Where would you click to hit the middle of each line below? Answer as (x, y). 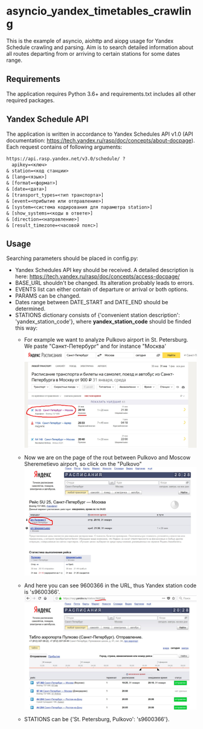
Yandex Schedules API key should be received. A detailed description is (105, 270)
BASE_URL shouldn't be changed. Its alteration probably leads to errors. (105, 283)
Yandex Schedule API (47, 119)
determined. (30, 309)
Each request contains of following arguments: (64, 147)
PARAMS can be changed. (48, 296)
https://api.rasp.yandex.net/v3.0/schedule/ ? (66, 159)
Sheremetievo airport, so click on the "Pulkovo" (83, 464)
